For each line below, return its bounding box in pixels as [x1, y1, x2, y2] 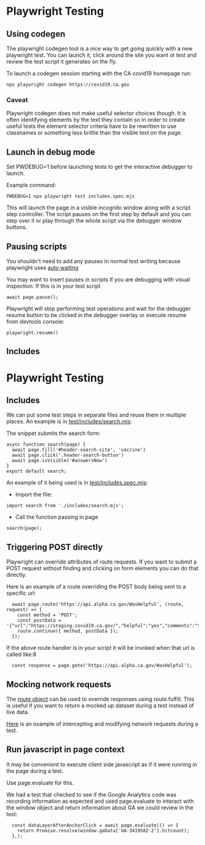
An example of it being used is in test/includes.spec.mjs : [6, 479, 148, 486]
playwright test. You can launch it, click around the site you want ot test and [6, 51, 197, 59]
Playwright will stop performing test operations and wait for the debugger [6, 305, 191, 312]
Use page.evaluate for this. [6, 779, 74, 786]
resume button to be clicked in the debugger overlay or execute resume [6, 311, 187, 319]
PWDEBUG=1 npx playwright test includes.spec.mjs [6, 193, 135, 199]
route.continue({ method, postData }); [17, 628, 119, 635]
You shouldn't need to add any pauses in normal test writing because [6, 257, 181, 264]
